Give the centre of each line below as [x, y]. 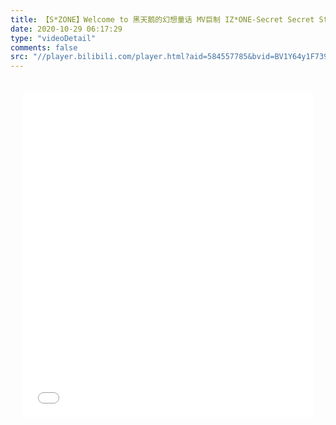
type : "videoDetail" [53, 38]
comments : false [44, 47]
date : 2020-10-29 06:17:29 [66, 29]
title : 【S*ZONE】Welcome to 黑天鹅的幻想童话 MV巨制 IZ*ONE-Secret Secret [162, 19]
